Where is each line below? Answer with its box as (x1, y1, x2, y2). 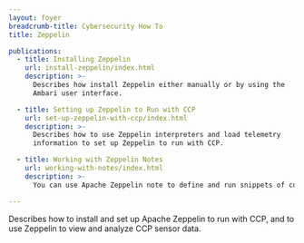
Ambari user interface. (32, 88, 123, 98)
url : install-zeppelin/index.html (25, 63, 155, 73)
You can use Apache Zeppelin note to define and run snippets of (32, 180, 285, 190)
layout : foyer (8, 13, 63, 23)
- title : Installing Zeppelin (16, 55, 131, 64)
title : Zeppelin (8, 30, 70, 39)
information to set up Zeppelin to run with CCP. (32, 139, 224, 148)
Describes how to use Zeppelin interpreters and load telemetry (32, 131, 281, 140)
